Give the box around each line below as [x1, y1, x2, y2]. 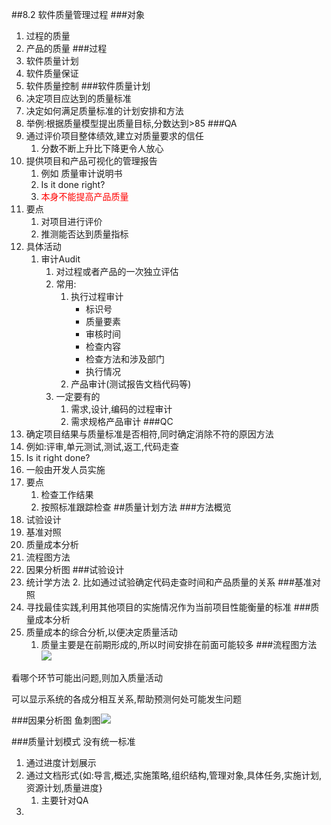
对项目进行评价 [40, 216, 103, 227]
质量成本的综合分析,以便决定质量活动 [25, 626, 178, 638]
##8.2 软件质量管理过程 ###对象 [11, 9, 146, 20]
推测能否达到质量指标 [40, 228, 129, 240]
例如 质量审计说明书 [40, 168, 123, 179]
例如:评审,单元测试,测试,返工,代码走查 [25, 441, 179, 452]
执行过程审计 [70, 291, 124, 302]
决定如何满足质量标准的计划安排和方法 [25, 105, 184, 117]
